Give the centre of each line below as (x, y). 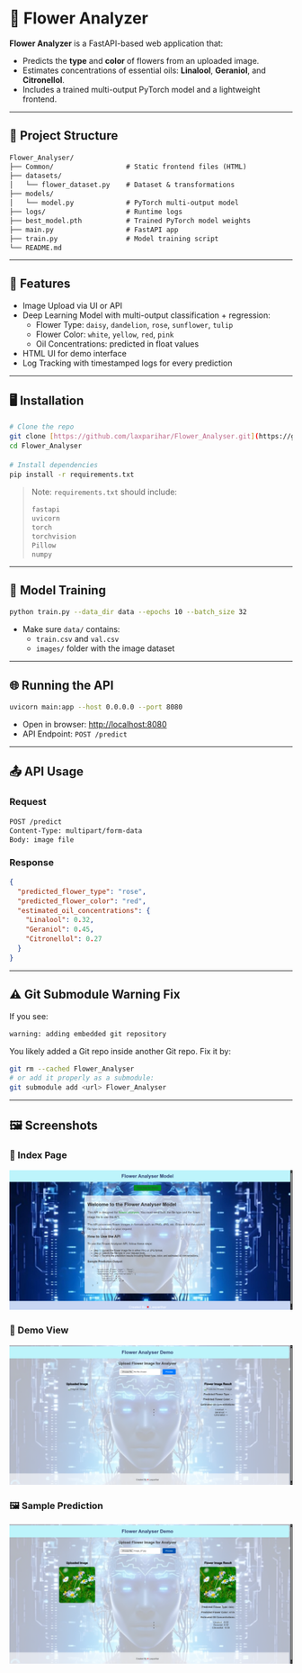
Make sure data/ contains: (71, 629)
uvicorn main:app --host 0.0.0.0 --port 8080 (96, 707)
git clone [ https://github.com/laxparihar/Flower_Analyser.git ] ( (134, 437)
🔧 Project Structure (64, 136)
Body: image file (42, 840)
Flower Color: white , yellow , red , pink (105, 334)
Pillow (44, 545)
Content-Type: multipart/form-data (76, 831)
